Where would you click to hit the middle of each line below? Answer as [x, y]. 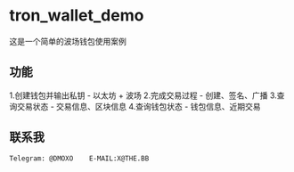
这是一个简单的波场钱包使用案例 [68, 41]
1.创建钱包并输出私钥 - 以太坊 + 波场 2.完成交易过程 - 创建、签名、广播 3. [143, 95]
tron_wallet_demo [77, 16]
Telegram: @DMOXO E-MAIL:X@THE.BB [79, 158]
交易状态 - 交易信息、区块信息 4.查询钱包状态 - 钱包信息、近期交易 [139, 106]
